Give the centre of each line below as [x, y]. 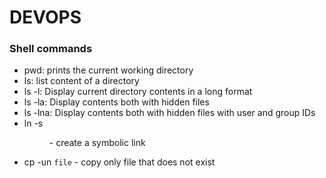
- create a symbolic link [97, 143]
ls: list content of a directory [81, 81]
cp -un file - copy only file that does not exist [119, 162]
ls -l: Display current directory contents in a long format [138, 92]
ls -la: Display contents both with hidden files [116, 102]
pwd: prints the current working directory [108, 70]
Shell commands [51, 49]
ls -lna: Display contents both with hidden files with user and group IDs [169, 113]
